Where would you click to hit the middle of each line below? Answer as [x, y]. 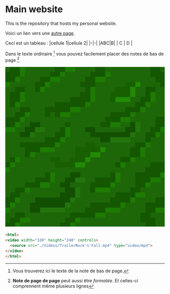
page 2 [12, 59]
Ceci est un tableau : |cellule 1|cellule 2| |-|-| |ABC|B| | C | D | [69, 43]
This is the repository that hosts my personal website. [61, 23]
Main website [34, 9]
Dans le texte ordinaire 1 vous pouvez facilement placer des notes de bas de [84, 53]
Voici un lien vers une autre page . [40, 33]
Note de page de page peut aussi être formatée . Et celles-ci [75, 280]
